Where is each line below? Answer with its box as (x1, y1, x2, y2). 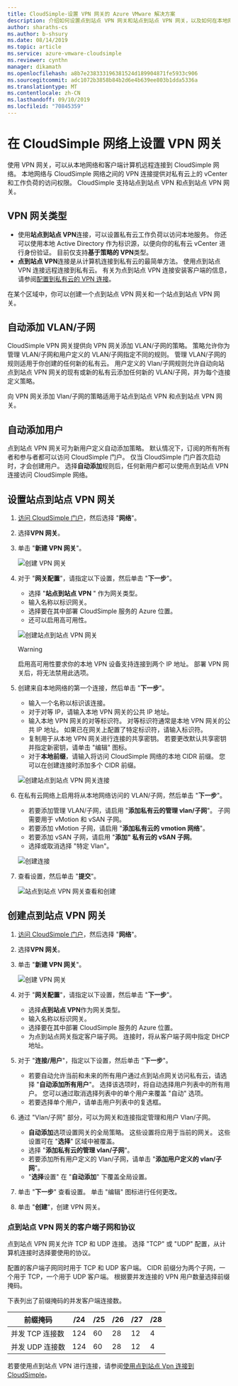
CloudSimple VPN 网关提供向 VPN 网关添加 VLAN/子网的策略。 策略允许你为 (7, 342, 230, 350)
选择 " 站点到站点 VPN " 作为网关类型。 (28, 589, 142, 597)
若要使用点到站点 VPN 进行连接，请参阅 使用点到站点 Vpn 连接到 (7, 1362, 195, 1370)
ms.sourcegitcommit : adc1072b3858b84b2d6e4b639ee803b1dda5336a (7, 76, 198, 84)
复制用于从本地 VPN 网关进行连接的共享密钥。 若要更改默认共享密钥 (28, 735, 227, 743)
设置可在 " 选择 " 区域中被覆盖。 (28, 1137, 119, 1145)
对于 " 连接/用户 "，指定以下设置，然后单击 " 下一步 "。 (17, 1056, 172, 1064)
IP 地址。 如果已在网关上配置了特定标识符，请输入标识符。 (36, 725, 208, 734)
